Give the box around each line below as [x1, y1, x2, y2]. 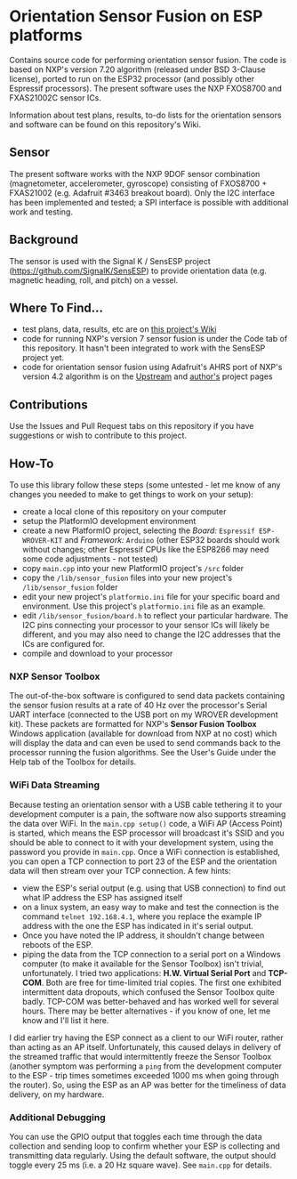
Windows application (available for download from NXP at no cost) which [9, 728, 277, 739]
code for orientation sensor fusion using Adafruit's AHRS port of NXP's [21, 362, 283, 373]
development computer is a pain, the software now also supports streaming [9, 808, 286, 820]
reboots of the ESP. [21, 939, 93, 949]
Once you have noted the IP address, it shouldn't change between [21, 930, 265, 941]
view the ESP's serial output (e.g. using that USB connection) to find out [21, 883, 286, 893]
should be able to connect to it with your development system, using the [9, 836, 274, 847]
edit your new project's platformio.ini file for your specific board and [21, 592, 280, 602]
